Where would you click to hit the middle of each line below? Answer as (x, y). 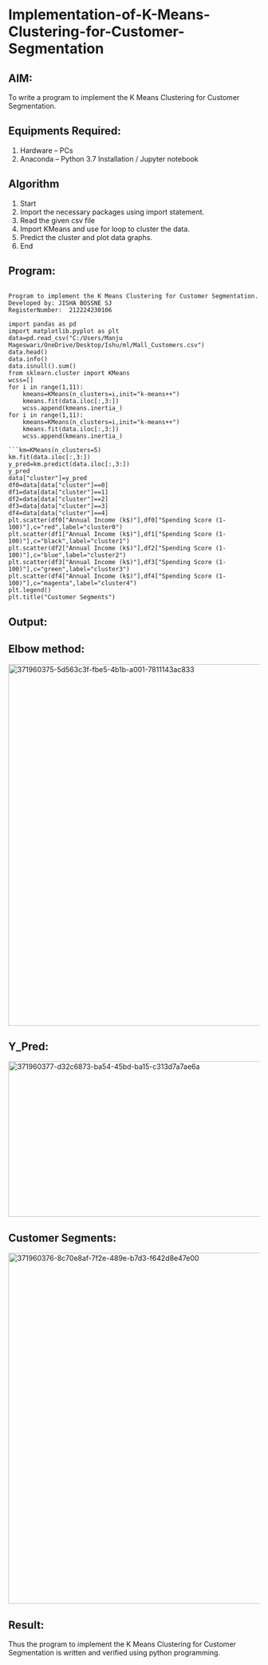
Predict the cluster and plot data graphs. (86, 237)
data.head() (28, 352)
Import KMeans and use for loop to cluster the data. (104, 229)
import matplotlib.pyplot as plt (64, 331)
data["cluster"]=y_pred (48, 478)
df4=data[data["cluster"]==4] (59, 514)
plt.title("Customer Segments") (62, 598)
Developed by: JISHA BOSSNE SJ (60, 303)
